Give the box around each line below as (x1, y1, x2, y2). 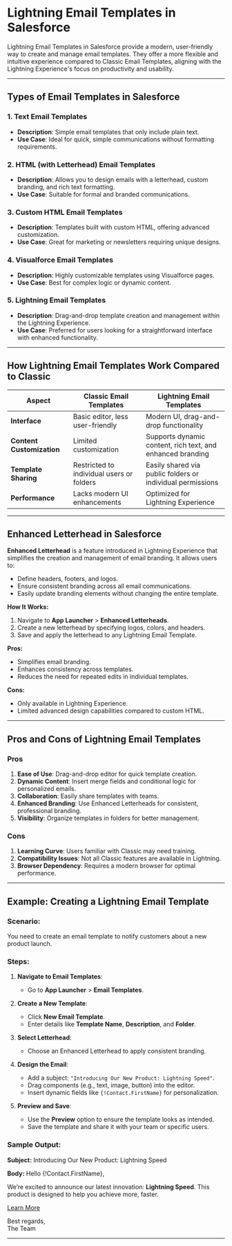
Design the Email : (17, 1060, 69, 1069)
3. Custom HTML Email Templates (7, 207, 123, 217)
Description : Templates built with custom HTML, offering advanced (17, 223, 210, 231)
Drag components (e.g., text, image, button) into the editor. (27, 1081, 195, 1089)
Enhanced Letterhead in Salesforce (7, 528, 162, 540)
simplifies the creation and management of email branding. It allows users (7, 554, 217, 562)
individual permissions (146, 477, 219, 487)
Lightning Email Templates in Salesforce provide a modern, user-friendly (7, 42, 213, 51)
